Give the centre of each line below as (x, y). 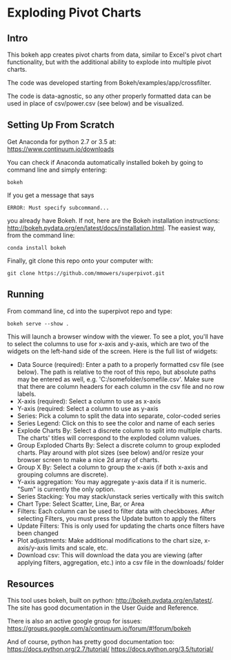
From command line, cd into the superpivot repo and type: (90, 311)
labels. (27, 394)
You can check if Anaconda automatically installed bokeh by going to (105, 162)
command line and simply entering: (57, 170)
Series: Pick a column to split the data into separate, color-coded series (119, 416)
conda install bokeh (37, 248)
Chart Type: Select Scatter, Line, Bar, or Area (81, 503)
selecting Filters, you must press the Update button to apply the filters (117, 518)
